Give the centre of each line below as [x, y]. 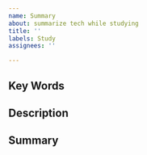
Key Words [36, 86]
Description [38, 113]
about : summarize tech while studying [73, 23]
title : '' [25, 31]
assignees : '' [32, 46]
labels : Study [32, 38]
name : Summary [32, 16]
